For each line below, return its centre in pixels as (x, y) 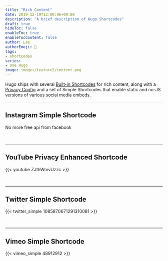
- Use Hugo (16, 65)
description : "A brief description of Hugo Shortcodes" (64, 19)
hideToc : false (21, 28)
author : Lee (17, 42)
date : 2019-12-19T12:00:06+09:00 (40, 14)
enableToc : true (22, 33)
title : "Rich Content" (29, 10)
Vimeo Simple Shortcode (45, 241)
